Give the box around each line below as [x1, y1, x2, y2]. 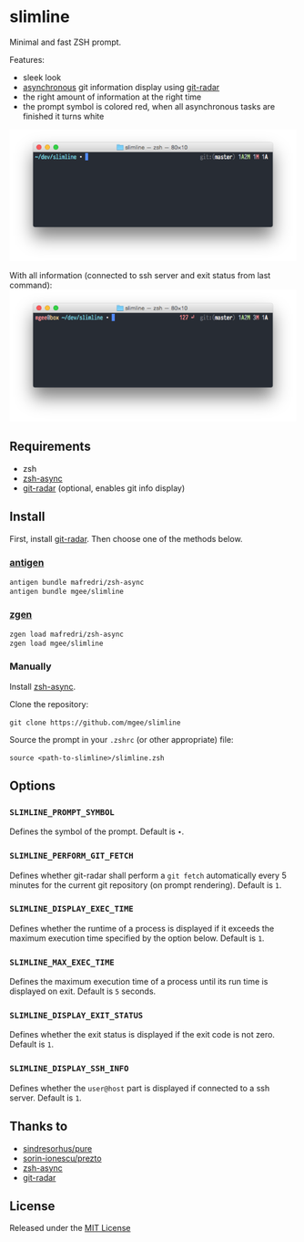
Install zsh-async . [9, 681, 76, 692]
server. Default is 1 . [9, 1092, 82, 1103]
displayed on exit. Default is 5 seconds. [9, 986, 157, 997]
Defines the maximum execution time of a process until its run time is [9, 976, 269, 987]
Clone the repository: [9, 698, 89, 709]
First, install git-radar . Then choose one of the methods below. [9, 533, 243, 544]
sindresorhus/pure [22, 1143, 93, 1153]
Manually [9, 660, 52, 673]
